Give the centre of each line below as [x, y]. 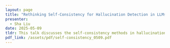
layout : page [19, 10]
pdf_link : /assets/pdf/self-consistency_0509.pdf [59, 38]
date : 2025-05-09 [24, 28]
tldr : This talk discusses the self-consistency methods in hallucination [86, 33]
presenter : [17, 19]
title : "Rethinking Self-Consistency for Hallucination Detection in [80, 14]
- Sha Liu [20, 24]
